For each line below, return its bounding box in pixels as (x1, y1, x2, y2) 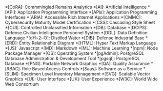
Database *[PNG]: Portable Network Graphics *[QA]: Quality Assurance (5, 61, 150, 66)
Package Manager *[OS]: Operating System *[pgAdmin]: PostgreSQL (5, 50, 144, 56)
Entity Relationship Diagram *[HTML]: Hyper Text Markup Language (19, 40, 156, 45)
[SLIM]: (5, 71, 20, 76)
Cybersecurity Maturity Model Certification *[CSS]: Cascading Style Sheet (5, 19, 155, 25)
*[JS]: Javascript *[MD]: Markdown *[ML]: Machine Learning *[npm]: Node (5, 45, 158, 51)
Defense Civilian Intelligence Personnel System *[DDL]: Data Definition (5, 30, 148, 35)
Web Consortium (5, 81, 39, 87)
